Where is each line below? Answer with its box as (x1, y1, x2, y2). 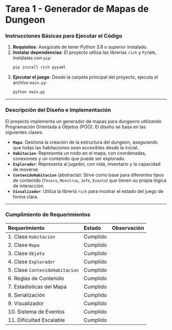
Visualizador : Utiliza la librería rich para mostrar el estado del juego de (12, 188, 164, 194)
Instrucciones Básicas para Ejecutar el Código (5, 32, 122, 40)
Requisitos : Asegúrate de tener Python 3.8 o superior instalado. (12, 44, 148, 50)
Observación (112, 224, 144, 231)
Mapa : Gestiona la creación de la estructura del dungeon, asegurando (12, 139, 158, 145)
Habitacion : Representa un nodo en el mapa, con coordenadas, (12, 150, 147, 156)
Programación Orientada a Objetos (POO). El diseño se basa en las (5, 124, 146, 130)
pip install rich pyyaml (12, 65, 66, 70)
